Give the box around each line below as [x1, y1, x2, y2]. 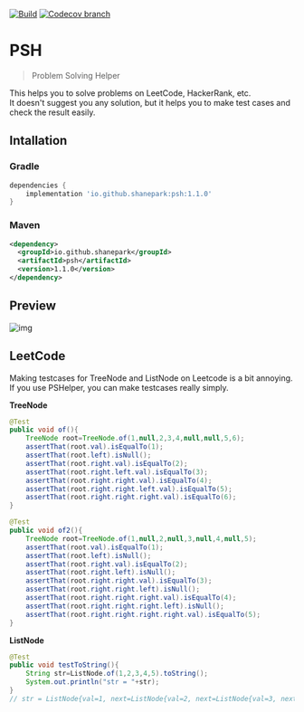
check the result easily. [9, 107, 96, 118]
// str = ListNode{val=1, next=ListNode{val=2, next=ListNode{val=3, [9, 694, 278, 703]
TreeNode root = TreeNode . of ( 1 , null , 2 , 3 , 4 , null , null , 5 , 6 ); [25, 434, 245, 443]
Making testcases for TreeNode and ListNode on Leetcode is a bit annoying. [9, 372, 293, 384]
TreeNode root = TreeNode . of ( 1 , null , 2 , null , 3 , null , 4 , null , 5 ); [25, 534, 257, 543]
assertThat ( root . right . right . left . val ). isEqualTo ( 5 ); [25, 484, 233, 493]
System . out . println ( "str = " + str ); [25, 678, 160, 687]
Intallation [9, 133, 68, 148]
